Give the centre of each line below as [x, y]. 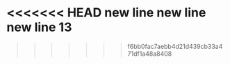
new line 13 [39, 27]
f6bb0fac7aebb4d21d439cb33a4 [175, 46]
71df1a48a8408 [150, 54]
